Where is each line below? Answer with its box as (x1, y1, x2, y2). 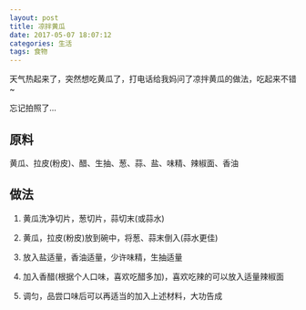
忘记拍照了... (9, 102, 57, 114)
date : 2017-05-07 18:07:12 (9, 30, 112, 39)
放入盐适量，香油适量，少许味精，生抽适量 (22, 252, 183, 263)
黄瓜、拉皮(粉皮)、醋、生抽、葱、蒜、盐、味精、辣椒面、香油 (9, 157, 240, 169)
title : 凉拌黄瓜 (9, 22, 66, 31)
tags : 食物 (9, 47, 48, 57)
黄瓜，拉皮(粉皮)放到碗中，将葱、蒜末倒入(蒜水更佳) (22, 232, 219, 243)
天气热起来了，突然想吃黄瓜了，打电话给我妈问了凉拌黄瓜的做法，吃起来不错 (9, 74, 297, 85)
